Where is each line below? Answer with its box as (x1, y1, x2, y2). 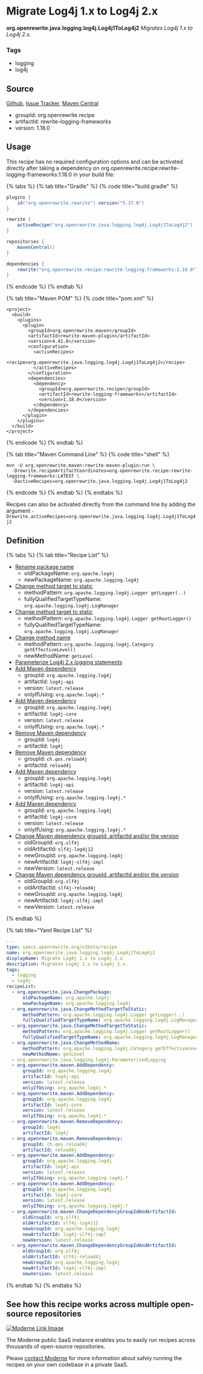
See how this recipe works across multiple (6, 1299, 169, 1310)
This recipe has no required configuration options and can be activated (6, 158, 183, 165)
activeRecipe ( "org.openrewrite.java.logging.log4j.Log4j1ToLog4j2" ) (17, 222, 193, 228)
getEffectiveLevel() (24, 647, 76, 653)
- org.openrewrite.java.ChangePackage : (11, 989, 112, 995)
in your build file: (73, 171, 115, 178)
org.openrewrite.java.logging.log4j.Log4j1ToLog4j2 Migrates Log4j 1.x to (6, 24, 193, 32)
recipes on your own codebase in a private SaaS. (6, 1361, 129, 1369)
